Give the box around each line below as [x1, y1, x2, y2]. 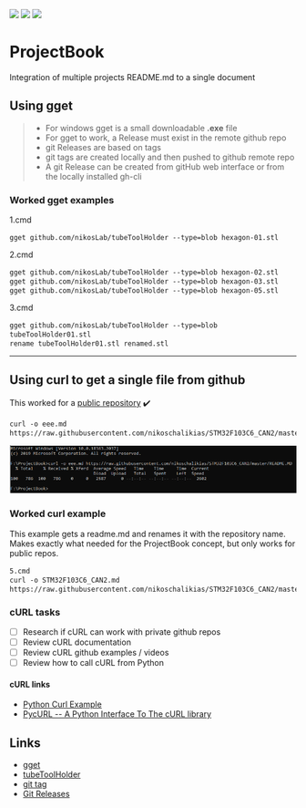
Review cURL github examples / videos [22, 647, 169, 658]
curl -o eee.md [9, 420, 67, 429]
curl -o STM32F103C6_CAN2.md [9, 575, 120, 585]
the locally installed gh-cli [45, 171, 143, 181]
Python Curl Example [22, 699, 102, 710]
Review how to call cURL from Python [22, 658, 164, 668]
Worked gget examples [9, 193, 115, 206]
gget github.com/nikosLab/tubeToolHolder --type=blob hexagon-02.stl [9, 268, 280, 277]
